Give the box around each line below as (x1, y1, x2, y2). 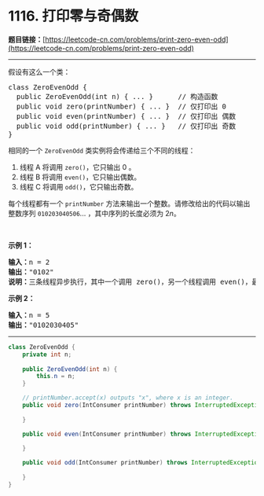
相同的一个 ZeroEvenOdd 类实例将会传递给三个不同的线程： (8, 145, 196, 155)
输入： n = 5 (8, 310, 50, 319)
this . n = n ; (36, 373, 76, 380)
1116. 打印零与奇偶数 (8, 7, 139, 25)
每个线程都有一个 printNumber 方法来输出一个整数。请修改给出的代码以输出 (8, 198, 251, 208)
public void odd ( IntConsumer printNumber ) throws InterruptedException (22, 459, 262, 467)
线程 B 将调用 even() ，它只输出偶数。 (19, 172, 141, 182)
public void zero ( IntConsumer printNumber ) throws (22, 402, 192, 410)
